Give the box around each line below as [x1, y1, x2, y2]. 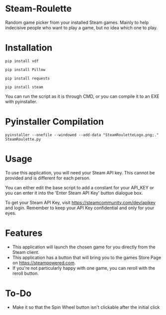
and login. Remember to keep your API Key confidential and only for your [5, 205, 155, 211]
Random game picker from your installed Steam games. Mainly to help [5, 19, 149, 25]
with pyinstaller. [5, 98, 37, 104]
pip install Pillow [5, 67, 46, 72]
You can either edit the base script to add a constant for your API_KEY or [5, 184, 154, 190]
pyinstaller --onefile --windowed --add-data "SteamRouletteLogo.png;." [5, 132, 159, 137]
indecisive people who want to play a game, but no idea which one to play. [5, 24, 158, 30]
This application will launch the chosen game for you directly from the [12, 244, 156, 250]
